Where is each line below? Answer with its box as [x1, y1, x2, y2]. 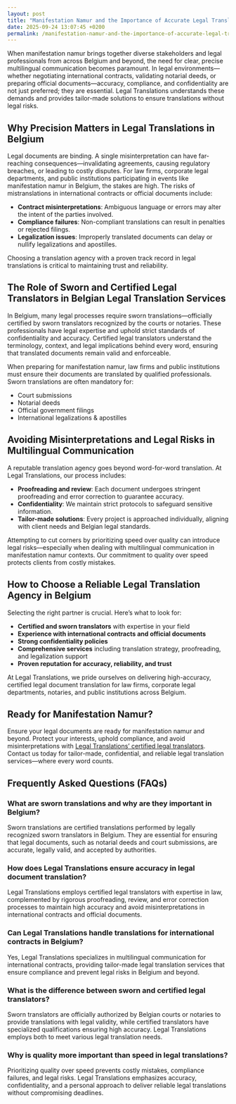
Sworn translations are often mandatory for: [7, 377, 134, 386]
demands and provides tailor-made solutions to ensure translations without [7, 94, 225, 103]
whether [7, 72, 32, 80]
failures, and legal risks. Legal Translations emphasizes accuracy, [7, 1074, 197, 1082]
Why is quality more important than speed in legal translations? [7, 1050, 228, 1060]
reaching [7, 159, 33, 168]
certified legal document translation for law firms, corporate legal [7, 680, 196, 689]
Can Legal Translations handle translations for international [7, 928, 214, 938]
